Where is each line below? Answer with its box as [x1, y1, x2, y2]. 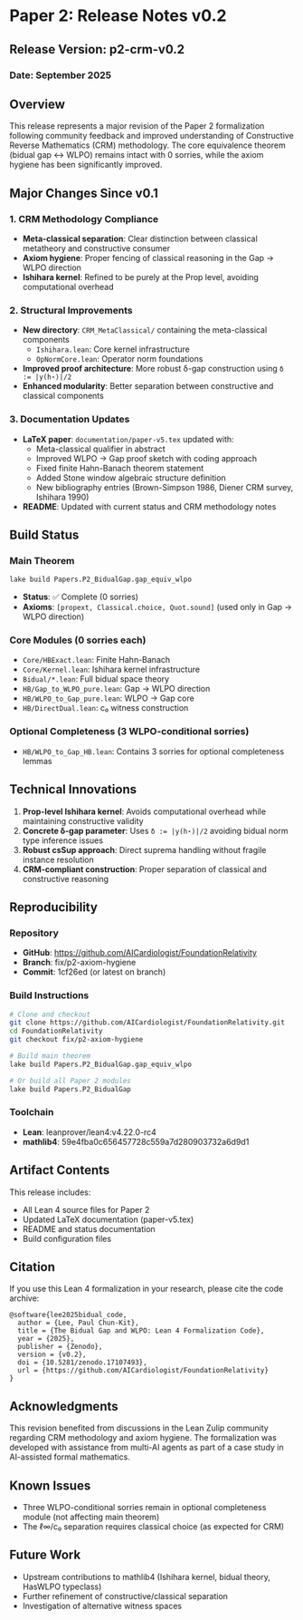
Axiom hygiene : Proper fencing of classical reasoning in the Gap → [22, 253, 274, 263]
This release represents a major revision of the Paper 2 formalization [9, 121, 265, 131]
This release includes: [9, 1187, 91, 1198]
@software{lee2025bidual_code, [9, 1311, 128, 1320]
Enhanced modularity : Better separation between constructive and [22, 381, 274, 392]
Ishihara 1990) [35, 491, 90, 502]
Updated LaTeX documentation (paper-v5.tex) [22, 1214, 194, 1225]
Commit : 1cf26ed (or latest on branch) [22, 966, 166, 977]
